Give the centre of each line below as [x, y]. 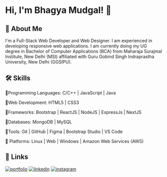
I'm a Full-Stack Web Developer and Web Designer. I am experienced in [79, 40]
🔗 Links [17, 157]
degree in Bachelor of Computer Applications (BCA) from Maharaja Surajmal [84, 51]
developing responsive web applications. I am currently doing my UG [76, 46]
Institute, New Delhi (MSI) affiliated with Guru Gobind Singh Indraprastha [80, 56]
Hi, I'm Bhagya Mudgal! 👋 [58, 10]
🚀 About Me [24, 29]
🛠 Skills [18, 78]
